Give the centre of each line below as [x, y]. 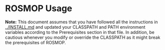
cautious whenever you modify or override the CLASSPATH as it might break [83, 37]
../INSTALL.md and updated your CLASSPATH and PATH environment [75, 27]
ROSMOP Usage [39, 8]
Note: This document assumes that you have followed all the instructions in [82, 22]
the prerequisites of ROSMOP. [35, 42]
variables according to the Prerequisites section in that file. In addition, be [80, 32]
